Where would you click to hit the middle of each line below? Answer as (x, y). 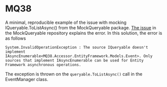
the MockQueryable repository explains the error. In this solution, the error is (84, 33)
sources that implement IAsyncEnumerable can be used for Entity (74, 60)
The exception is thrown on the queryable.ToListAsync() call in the (74, 74)
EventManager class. (27, 79)
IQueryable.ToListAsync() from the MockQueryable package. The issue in (81, 27)
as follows (16, 38)
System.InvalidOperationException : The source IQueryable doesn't (77, 47)
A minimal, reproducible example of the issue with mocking (66, 22)
